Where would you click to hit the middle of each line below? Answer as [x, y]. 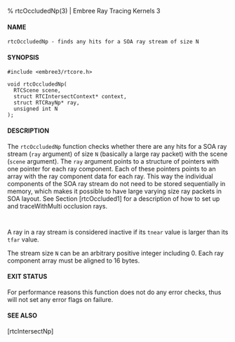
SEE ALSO [22, 315]
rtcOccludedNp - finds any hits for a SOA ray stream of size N [103, 42]
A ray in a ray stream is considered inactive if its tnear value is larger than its [118, 232]
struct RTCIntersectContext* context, [70, 97]
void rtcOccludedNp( [38, 84]
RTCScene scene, [37, 91]
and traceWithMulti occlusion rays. [57, 206]
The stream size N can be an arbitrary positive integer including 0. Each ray [116, 253]
